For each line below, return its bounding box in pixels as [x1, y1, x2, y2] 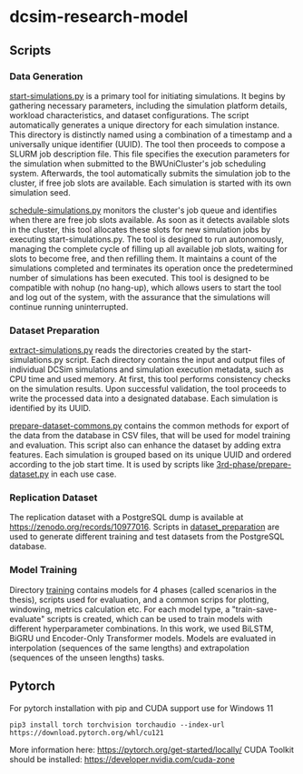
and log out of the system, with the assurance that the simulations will [9, 291, 270, 302]
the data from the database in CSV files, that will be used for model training [9, 430, 291, 441]
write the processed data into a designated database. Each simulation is [9, 393, 279, 404]
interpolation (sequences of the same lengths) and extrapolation [9, 642, 249, 653]
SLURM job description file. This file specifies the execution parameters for [9, 148, 290, 159]
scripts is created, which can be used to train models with [46, 613, 263, 624]
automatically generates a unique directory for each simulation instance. [9, 119, 279, 130]
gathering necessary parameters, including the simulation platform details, [9, 100, 288, 111]
